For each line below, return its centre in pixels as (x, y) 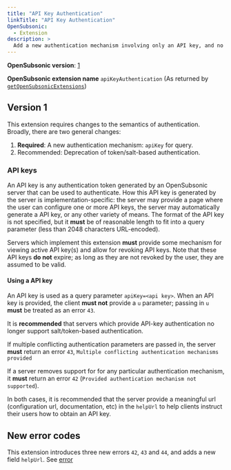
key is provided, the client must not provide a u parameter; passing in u (108, 303)
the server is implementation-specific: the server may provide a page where (115, 200)
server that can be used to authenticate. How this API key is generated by (112, 193)
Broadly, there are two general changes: (64, 131)
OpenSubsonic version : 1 (44, 65)
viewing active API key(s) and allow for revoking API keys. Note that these (112, 250)
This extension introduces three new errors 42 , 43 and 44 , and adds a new (111, 452)
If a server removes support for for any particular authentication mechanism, (116, 371)
